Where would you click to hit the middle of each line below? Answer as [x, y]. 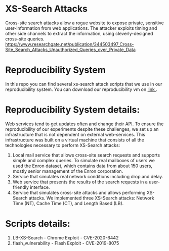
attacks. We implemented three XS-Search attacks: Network [91, 198]
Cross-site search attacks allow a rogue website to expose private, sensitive [85, 23]
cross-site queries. [25, 39]
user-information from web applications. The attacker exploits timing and [81, 28]
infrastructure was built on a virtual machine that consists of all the [75, 140]
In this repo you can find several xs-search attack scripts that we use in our [84, 84]
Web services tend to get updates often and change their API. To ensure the [85, 124]
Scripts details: [38, 224]
